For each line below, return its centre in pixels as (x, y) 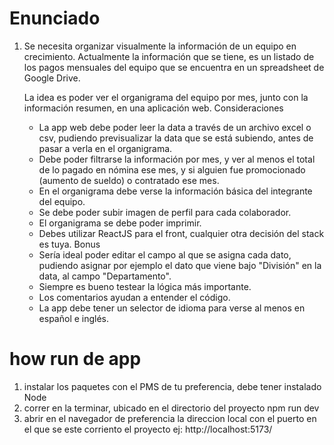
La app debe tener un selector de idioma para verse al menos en (172, 308)
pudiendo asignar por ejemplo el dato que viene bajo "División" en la (180, 265)
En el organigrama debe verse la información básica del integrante (175, 191)
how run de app (75, 359)
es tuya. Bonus (69, 244)
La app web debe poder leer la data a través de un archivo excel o (175, 127)
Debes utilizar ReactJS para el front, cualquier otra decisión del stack (181, 233)
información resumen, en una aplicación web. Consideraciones (153, 108)
